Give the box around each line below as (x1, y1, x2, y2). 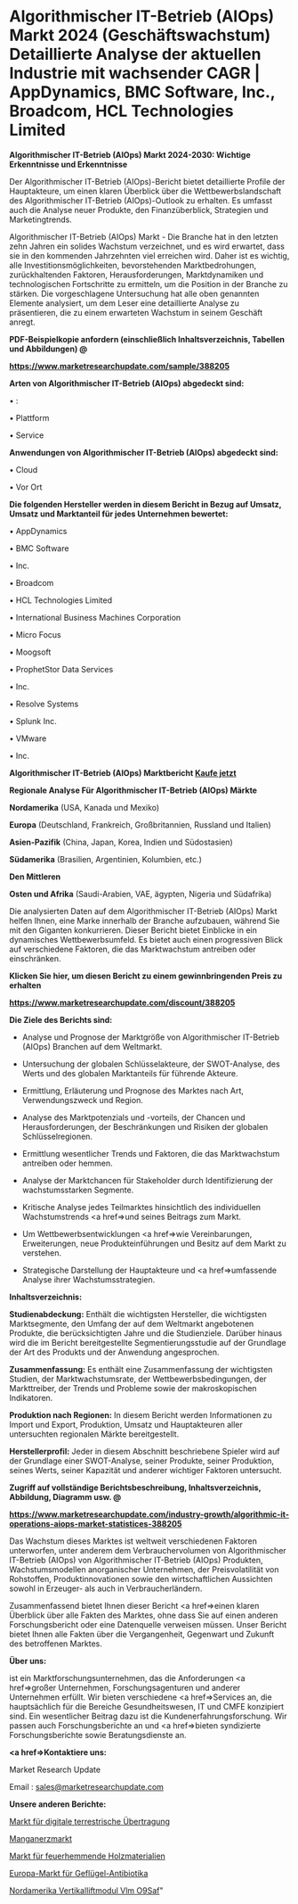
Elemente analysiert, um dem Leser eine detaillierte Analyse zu (9, 297, 240, 309)
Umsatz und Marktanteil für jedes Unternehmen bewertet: (9, 508, 229, 519)
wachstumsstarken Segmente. (21, 1184, 134, 1195)
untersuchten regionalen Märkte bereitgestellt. (9, 1429, 180, 1439)
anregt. (9, 317, 36, 327)
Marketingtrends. (9, 214, 73, 225)
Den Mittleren (9, 871, 61, 882)
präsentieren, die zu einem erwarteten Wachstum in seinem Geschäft (9, 307, 263, 317)
